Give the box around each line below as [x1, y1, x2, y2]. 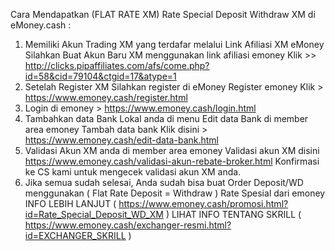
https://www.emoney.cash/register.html [24, 92, 188, 103]
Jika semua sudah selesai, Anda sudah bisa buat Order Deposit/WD [24, 177, 304, 188]
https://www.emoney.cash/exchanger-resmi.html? [24, 219, 232, 231]
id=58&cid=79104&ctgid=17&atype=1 [24, 70, 177, 82]
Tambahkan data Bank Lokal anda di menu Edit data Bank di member [24, 113, 309, 124]
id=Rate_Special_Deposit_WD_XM [24, 209, 164, 220]
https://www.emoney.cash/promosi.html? [118, 198, 289, 209]
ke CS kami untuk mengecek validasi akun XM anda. [24, 166, 242, 178]
